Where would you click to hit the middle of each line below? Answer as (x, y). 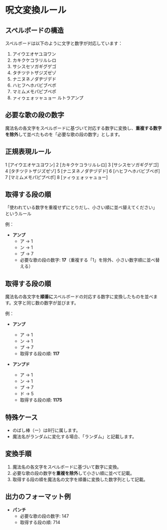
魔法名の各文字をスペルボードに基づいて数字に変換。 (67, 467)
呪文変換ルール (36, 10)
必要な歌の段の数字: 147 (44, 516)
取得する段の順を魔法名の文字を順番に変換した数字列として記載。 (80, 479)
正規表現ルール (28, 152)
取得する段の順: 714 (40, 522)
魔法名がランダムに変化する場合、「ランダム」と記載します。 (75, 437)
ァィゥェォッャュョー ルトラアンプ (48, 98)
